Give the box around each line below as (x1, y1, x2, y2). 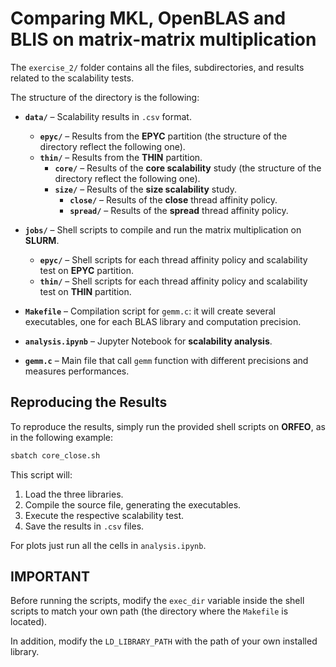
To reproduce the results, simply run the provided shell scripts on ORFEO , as (10, 420, 326, 432)
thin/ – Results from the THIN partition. (39, 151, 203, 163)
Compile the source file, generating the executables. (24, 498, 242, 511)
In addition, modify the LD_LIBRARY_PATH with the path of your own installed (10, 635, 318, 647)
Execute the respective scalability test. (24, 509, 185, 521)
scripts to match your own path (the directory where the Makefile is (10, 605, 289, 617)
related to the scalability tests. (10, 72, 135, 84)
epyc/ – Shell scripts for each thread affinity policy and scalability (39, 253, 308, 266)
